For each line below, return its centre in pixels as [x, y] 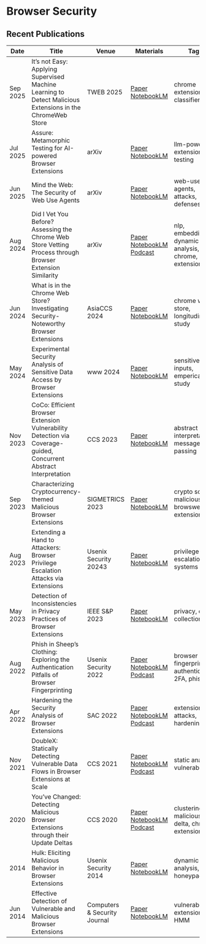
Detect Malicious [56, 100]
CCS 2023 [102, 439]
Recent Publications [45, 34]
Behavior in [48, 868]
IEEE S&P [100, 611]
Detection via [51, 436]
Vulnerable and [53, 909]
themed [43, 499]
